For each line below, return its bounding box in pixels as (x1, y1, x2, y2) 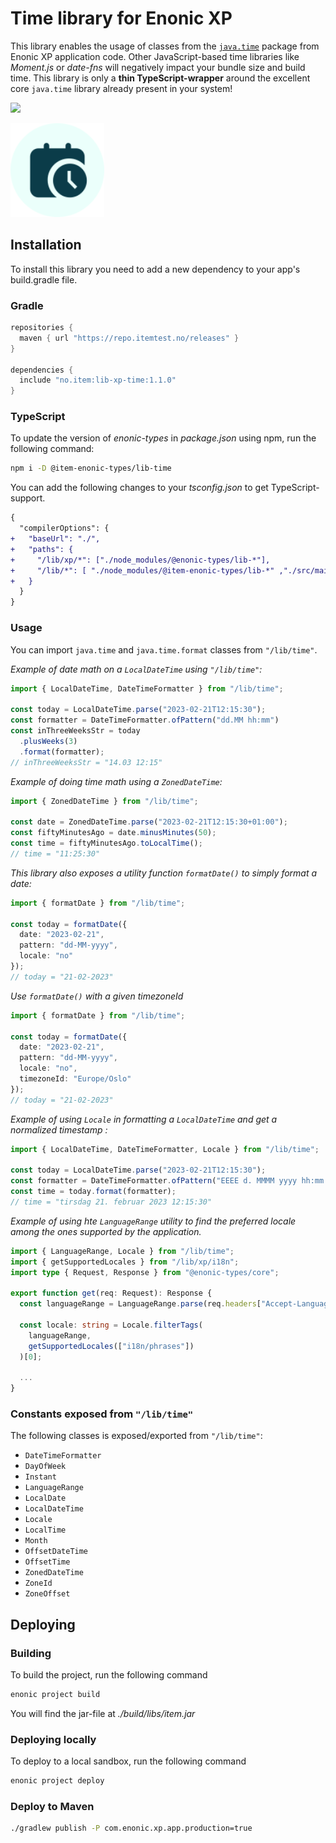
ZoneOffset (24, 1589, 71, 1599)
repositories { (10, 323, 74, 333)
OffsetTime (24, 1557, 71, 1567)
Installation (10, 237, 82, 254)
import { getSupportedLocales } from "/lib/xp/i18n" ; (10, 1257, 240, 1267)
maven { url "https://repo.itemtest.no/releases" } (19, 333, 240, 343)
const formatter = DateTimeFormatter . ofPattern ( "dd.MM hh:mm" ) (10, 715, 280, 726)
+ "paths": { (10, 544, 74, 554)
